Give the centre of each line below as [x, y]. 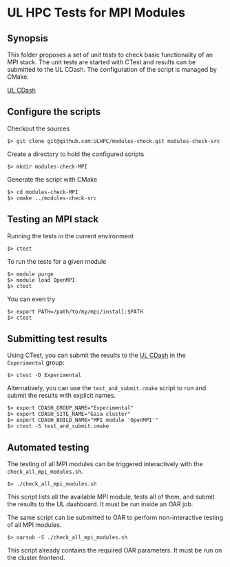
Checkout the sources [39, 128]
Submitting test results [57, 339]
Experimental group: [36, 363]
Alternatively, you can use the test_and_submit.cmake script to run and [107, 388]
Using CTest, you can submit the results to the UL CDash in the [96, 355]
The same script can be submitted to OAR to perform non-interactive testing [115, 518]
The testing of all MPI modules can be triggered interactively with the [105, 464]
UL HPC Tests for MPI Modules [96, 13]
